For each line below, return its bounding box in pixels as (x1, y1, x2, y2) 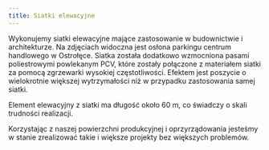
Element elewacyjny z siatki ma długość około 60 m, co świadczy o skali (8, 100, 247, 109)
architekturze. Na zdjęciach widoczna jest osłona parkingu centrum (8, 41, 231, 52)
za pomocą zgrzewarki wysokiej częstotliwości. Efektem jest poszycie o (8, 67, 247, 77)
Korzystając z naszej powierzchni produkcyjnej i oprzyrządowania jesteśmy (8, 124, 259, 133)
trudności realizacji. (8, 109, 74, 118)
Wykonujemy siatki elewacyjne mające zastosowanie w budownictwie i (8, 34, 243, 43)
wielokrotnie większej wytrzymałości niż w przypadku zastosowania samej (8, 76, 255, 85)
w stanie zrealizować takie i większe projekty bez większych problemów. (8, 132, 250, 142)
